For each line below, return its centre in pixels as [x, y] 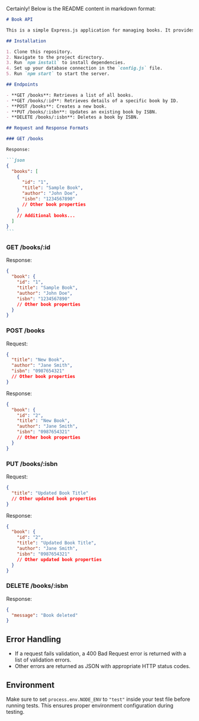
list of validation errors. [43, 660]
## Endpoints [22, 84]
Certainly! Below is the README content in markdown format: [81, 9]
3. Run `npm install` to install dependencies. [66, 63]
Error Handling [33, 639]
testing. [15, 711]
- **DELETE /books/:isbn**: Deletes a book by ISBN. [73, 117]
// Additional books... [46, 215]
